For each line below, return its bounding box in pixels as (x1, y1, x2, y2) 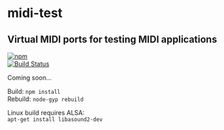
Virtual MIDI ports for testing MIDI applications (7, 33, 218, 45)
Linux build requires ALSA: (7, 109, 85, 117)
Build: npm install (7, 87, 61, 95)
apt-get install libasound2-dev (7, 116, 103, 123)
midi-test (7, 5, 63, 21)
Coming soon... (7, 73, 52, 82)
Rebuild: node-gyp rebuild (7, 94, 84, 103)
